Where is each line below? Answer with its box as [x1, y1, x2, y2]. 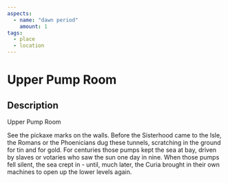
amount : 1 [19, 23, 48, 30]
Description [7, 99, 59, 111]
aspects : [7, 10, 32, 17]
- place [13, 36, 36, 43]
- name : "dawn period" [13, 17, 79, 23]
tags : [7, 29, 23, 37]
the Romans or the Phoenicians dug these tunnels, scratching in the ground [7, 139, 222, 146]
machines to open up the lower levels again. [7, 168, 132, 176]
